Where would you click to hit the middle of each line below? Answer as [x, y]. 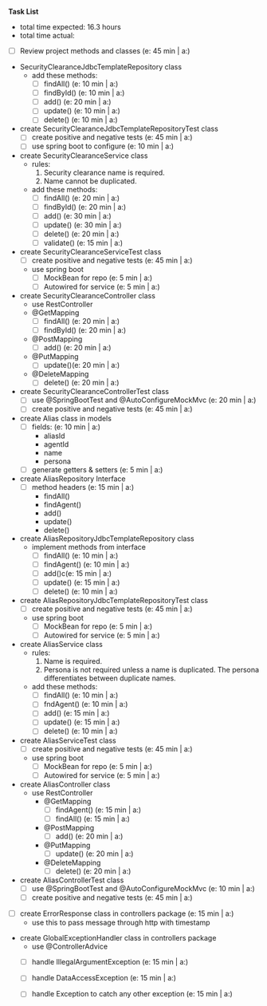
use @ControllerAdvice [70, 947]
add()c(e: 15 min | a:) [78, 573]
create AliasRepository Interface [73, 479]
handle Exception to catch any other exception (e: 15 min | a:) [132, 994]
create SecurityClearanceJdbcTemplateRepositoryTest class [119, 129]
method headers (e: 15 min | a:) [83, 487]
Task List [24, 12]
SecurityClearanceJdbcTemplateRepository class [100, 67]
